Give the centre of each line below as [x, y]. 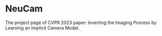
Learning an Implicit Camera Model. [43, 27]
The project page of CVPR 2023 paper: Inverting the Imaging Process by [81, 22]
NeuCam [24, 9]
